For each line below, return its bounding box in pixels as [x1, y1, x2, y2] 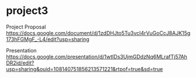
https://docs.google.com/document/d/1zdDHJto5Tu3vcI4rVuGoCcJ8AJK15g [6, 29, 191, 36]
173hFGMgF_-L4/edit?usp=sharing [6, 36, 90, 42]
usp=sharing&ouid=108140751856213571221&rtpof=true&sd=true [6, 65, 163, 72]
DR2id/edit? [6, 59, 35, 66]
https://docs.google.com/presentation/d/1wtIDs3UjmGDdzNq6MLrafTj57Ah [6, 53, 187, 60]
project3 [6, 4, 49, 17]
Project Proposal [6, 23, 46, 30]
